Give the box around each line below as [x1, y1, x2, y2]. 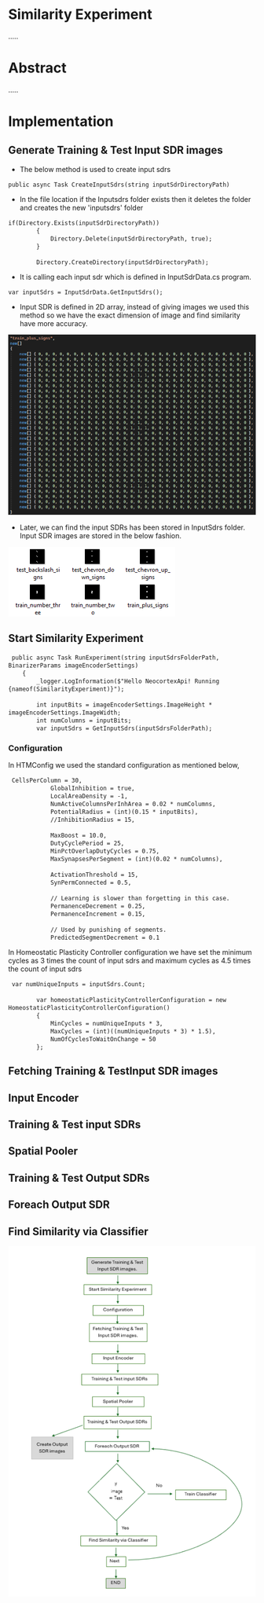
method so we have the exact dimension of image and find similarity [19, 310, 241, 320]
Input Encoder [8, 1091, 79, 1105]
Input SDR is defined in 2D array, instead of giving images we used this [19, 302, 250, 311]
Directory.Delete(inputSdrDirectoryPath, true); [49, 234, 213, 243]
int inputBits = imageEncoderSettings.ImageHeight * [36, 701, 213, 709]
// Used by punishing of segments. [49, 926, 167, 934]
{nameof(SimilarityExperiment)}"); [8, 685, 125, 693]
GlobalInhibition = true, [49, 784, 135, 792]
